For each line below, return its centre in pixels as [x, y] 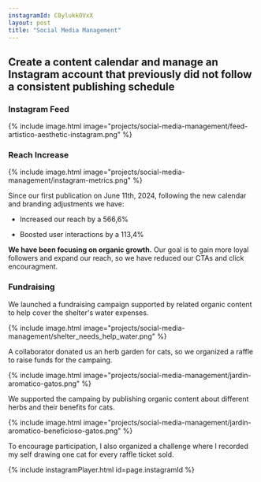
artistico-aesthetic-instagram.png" [64, 135]
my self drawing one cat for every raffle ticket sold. [91, 454]
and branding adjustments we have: [66, 204]
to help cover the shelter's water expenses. [78, 313]
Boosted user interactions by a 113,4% [82, 235]
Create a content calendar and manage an [113, 62]
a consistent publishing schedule [91, 86]
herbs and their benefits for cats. [62, 407]
